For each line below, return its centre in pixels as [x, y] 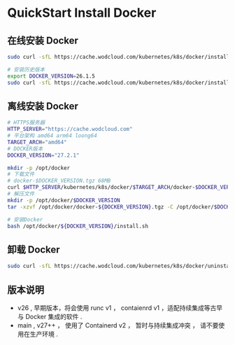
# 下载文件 [21, 174]
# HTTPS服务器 [26, 123]
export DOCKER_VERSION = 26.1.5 [51, 76]
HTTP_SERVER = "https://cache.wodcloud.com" [70, 129]
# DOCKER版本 [25, 148]
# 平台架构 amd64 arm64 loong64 [52, 136]
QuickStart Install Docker [82, 13]
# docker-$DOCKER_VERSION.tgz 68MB [59, 181]
